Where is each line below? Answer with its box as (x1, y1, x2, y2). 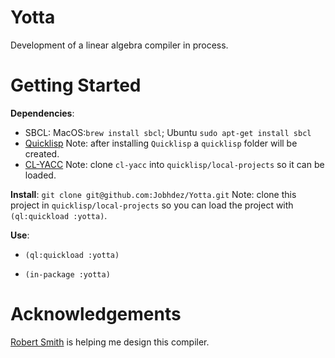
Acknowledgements (10, 303, 182, 326)
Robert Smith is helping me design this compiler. (10, 336, 210, 348)
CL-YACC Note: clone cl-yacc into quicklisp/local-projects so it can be (24, 158, 325, 170)
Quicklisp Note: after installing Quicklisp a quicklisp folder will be (24, 137, 298, 149)
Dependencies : (10, 107, 75, 119)
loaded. (24, 169, 57, 181)
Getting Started (10, 74, 142, 97)
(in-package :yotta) (24, 269, 111, 280)
